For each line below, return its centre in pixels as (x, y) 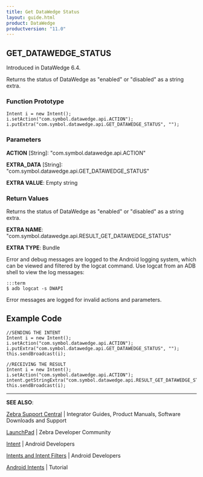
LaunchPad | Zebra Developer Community (59, 432)
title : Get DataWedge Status (43, 12)
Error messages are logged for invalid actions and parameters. (84, 299)
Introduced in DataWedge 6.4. (43, 68)
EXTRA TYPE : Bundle (33, 248)
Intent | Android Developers (40, 444)
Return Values (27, 198)
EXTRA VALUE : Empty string (42, 182)
